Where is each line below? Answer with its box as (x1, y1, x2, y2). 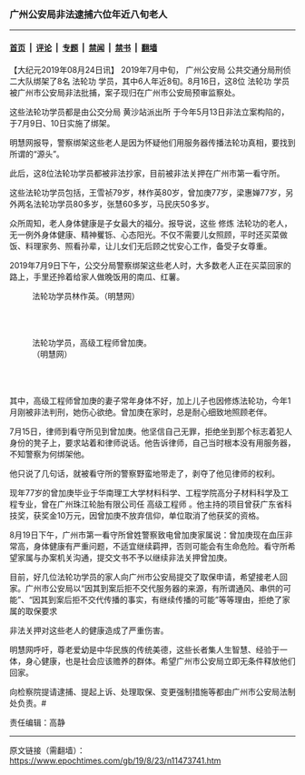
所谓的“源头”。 (9, 148, 65, 159)
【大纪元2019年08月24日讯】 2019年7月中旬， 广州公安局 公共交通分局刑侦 (9, 64, 292, 75)
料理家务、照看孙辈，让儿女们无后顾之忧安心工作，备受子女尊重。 (25, 240, 272, 251)
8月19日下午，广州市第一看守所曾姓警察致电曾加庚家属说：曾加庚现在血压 (9, 529, 286, 540)
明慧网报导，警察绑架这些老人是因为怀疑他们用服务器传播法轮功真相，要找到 (9, 136, 296, 147)
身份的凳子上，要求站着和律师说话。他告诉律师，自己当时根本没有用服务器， (9, 437, 296, 448)
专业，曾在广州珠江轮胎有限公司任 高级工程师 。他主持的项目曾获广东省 (16, 498, 284, 509)
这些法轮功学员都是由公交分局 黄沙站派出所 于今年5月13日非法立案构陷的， (9, 106, 290, 117)
